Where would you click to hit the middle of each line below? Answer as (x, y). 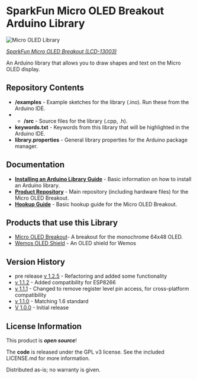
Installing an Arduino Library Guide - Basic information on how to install (103, 179)
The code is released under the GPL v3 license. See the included (85, 352)
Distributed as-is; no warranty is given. (54, 370)
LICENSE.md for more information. (48, 358)
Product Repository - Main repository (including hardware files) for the (101, 191)
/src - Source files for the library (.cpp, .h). (75, 121)
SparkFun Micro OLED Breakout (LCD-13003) (62, 51)
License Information (44, 326)
